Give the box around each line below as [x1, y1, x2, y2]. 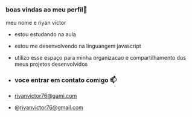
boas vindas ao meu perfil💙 [5, 5, 88, 14]
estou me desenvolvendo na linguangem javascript [14, 42, 141, 50]
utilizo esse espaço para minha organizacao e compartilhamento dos [14, 54, 187, 62]
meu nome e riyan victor [5, 19, 66, 27]
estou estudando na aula [14, 31, 76, 38]
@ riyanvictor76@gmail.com [14, 104, 84, 111]
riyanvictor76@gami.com [14, 92, 77, 99]
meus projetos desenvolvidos [14, 60, 88, 68]
